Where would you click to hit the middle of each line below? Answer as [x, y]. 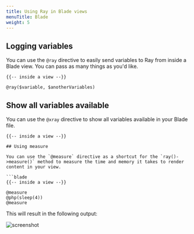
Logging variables [39, 46]
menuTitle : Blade [27, 17]
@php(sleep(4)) [25, 198]
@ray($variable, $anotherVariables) [51, 87]
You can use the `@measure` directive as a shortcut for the [82, 157]
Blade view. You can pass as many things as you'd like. [72, 66]
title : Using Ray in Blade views [47, 11]
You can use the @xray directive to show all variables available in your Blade [97, 119]
